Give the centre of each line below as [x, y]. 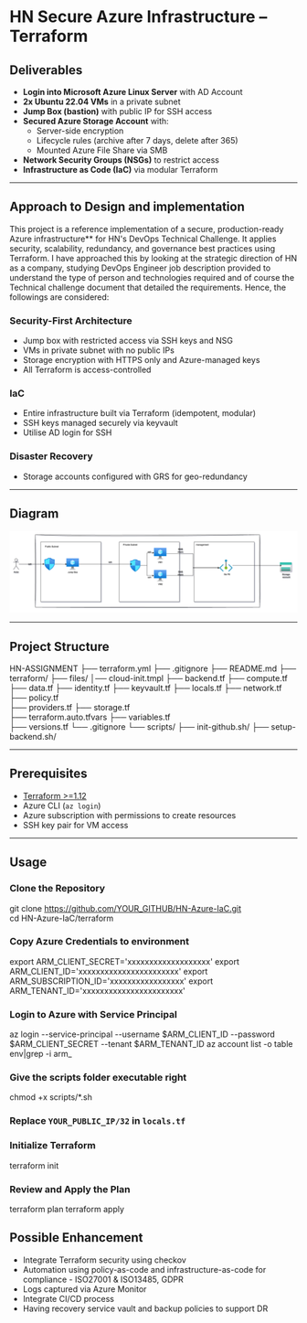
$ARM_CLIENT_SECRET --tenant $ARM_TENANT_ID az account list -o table [151, 1044]
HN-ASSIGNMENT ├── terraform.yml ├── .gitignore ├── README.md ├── [153, 668]
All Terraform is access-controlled [87, 370]
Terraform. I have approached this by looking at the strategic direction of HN [153, 258]
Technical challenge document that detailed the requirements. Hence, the [148, 287]
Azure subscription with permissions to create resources [129, 815]
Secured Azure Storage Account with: [95, 121]
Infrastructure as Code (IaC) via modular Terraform [120, 170]
